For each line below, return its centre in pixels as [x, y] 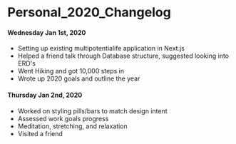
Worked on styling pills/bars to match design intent [92, 110]
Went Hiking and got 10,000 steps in [71, 71]
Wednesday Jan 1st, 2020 [47, 32]
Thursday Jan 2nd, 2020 [45, 95]
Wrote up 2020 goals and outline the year [79, 78]
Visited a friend [40, 133]
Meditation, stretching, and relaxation [73, 126]
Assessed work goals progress [63, 118]
